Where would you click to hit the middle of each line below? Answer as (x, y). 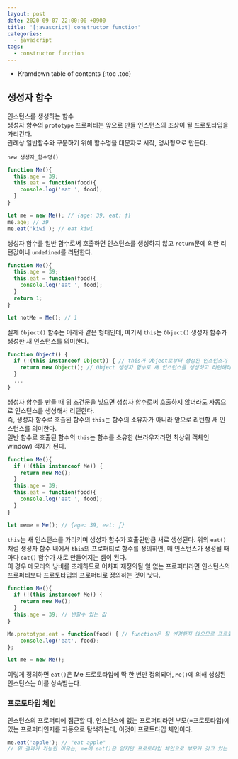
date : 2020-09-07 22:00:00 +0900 (57, 21)
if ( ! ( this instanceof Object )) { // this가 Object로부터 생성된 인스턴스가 (121, 361)
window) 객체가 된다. (37, 446)
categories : (25, 34)
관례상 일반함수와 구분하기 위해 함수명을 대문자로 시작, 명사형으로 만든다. (107, 142)
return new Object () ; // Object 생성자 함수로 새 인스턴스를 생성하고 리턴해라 (126, 368)
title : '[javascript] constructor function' (74, 27)
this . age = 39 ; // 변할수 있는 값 (60, 615)
